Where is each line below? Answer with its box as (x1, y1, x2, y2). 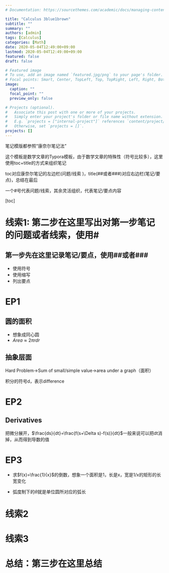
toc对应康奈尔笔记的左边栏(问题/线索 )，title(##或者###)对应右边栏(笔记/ (5, 170, 156, 176)
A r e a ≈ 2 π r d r (12, 337, 40, 343)
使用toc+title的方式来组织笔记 (5, 160, 67, 166)
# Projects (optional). (5, 105, 55, 110)
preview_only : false (10, 96, 53, 101)
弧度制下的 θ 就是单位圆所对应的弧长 (12, 488, 87, 494)
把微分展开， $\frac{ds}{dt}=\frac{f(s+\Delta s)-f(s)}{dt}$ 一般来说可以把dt (5, 430, 158, 436)
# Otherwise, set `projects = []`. (5, 124, 84, 129)
